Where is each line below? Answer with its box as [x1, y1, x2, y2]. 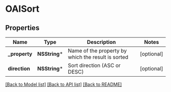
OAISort [5, 3, 40, 15]
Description [87, 39, 116, 45]
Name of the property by [68, 47, 127, 54]
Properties [5, 24, 40, 32]
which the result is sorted [68, 54, 129, 60]
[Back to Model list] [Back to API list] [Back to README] [5, 81, 122, 87]
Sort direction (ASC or [68, 62, 121, 69]
